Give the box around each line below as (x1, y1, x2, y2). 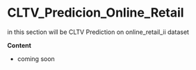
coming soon (17, 54, 56, 63)
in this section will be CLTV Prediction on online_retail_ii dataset (7, 28, 190, 36)
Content (7, 41, 31, 49)
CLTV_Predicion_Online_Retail (7, 5, 184, 21)
